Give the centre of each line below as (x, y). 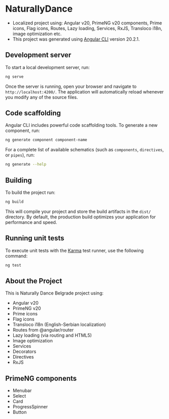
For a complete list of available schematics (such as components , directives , (84, 150)
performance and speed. (31, 222)
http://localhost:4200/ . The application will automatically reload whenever (84, 91)
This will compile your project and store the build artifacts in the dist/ (78, 211)
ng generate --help (26, 165)
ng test (13, 265)
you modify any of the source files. (42, 97)
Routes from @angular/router (43, 330)
